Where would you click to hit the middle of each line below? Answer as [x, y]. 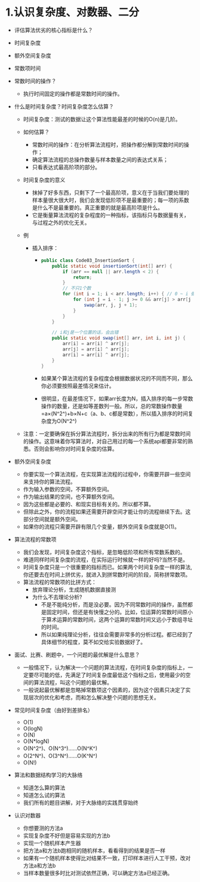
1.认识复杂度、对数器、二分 [73, 12]
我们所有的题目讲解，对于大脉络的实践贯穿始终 [81, 802]
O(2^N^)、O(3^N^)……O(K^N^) [60, 756]
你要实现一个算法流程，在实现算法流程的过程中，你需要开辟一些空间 [107, 474]
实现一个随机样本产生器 [52, 843]
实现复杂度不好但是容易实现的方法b [67, 835]
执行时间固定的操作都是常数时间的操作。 [73, 93]
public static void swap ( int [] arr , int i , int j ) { [119, 338]
